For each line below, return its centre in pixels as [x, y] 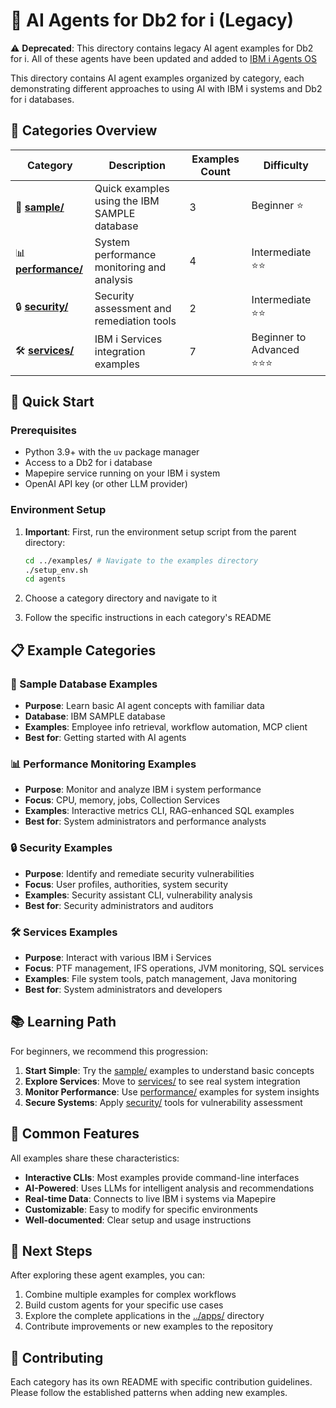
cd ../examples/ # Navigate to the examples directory [141, 560]
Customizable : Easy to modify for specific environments [141, 1209]
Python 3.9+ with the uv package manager [112, 452]
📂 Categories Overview [84, 130]
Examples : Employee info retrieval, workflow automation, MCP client [166, 727]
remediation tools [135, 321]
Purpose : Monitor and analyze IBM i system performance [143, 790]
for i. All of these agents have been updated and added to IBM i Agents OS [163, 58]
